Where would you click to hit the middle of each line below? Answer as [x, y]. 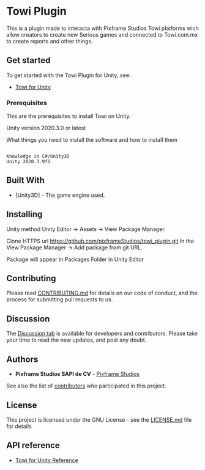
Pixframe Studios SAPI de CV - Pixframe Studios [77, 374]
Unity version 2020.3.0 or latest [46, 128]
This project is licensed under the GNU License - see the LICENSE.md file [99, 419]
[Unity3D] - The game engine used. [60, 195]
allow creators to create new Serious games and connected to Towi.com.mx [102, 34]
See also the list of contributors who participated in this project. [87, 386]
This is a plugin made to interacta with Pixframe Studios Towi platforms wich [102, 28]
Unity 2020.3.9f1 [28, 162]
